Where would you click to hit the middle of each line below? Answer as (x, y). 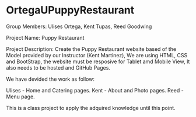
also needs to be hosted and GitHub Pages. (58, 67)
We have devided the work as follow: (50, 79)
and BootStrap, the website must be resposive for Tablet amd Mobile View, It (98, 61)
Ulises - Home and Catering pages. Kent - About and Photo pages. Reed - (95, 90)
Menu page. (20, 97)
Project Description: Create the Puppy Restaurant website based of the (91, 49)
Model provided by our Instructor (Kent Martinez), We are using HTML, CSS (97, 55)
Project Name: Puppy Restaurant (45, 37)
